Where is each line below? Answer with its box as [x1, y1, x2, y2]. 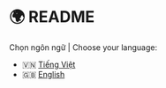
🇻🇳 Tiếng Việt [21, 59, 76, 70]
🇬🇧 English [21, 69, 65, 79]
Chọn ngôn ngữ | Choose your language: [9, 41, 157, 53]
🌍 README [9, 7, 95, 27]
